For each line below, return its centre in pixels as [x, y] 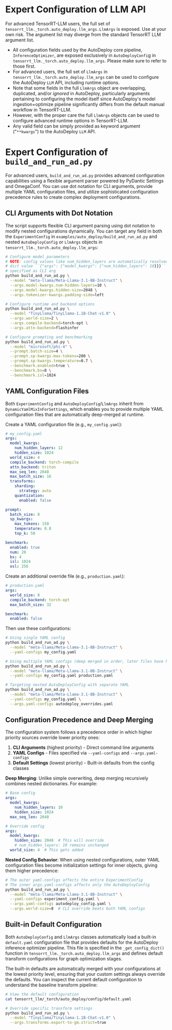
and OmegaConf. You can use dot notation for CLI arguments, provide [79, 186]
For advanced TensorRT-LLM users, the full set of [58, 24]
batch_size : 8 [25, 514]
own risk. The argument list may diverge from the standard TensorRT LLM [83, 34]
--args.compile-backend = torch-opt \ [49, 323]
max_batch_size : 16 [31, 477]
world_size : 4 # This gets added [47, 850]
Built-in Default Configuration [53, 925]
